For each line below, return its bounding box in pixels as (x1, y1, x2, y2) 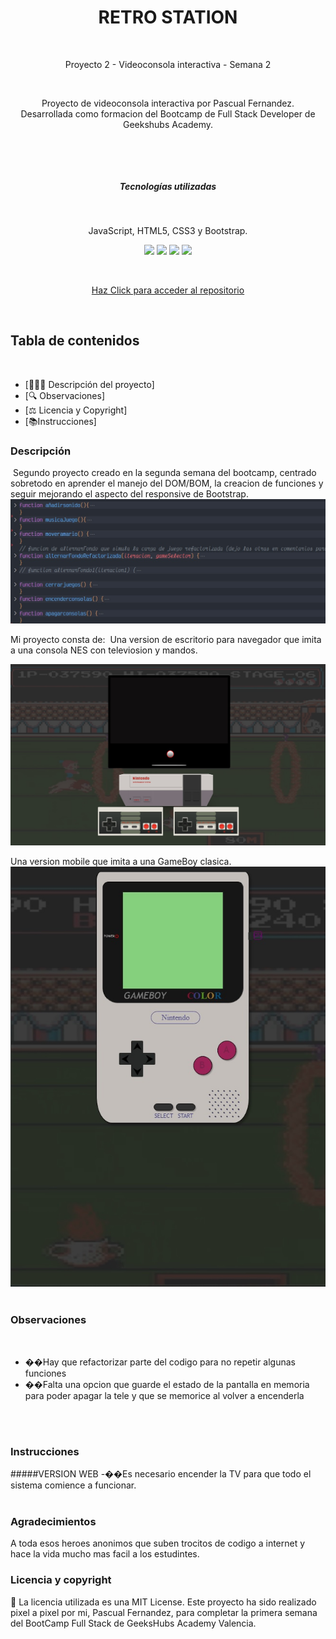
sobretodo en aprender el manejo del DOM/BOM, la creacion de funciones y (10, 477, 324, 490)
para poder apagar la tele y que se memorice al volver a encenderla (24, 1389, 305, 1401)
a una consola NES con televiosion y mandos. (10, 644, 198, 656)
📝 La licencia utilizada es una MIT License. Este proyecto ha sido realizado (10, 1596, 317, 1608)
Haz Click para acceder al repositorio (91, 284, 245, 296)
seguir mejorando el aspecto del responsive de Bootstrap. (10, 488, 249, 500)
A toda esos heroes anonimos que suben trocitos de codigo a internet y (10, 1537, 306, 1550)
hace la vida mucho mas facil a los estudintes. (10, 1548, 200, 1560)
